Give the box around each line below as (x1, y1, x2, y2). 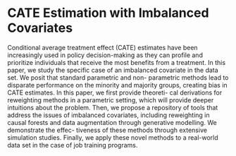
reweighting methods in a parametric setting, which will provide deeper (7, 95, 214, 104)
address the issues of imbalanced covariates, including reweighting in (7, 111, 210, 119)
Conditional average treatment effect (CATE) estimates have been (7, 43, 199, 52)
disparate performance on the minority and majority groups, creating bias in (7, 80, 228, 89)
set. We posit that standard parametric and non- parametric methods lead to (7, 73, 229, 82)
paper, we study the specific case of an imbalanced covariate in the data (7, 66, 218, 74)
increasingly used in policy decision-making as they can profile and (7, 51, 203, 59)
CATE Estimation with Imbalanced (7, 5, 209, 21)
